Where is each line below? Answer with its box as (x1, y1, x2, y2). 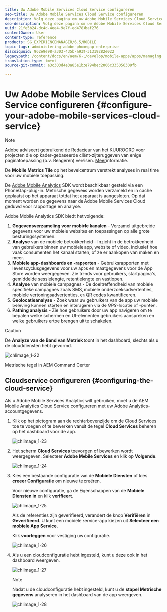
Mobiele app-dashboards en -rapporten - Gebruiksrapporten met (12, 260, 149, 266)
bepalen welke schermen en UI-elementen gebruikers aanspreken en (12, 313, 154, 319)
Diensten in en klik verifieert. (12, 493, 74, 499)
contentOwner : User (5, 30, 46, 35)
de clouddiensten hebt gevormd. (5, 343, 72, 349)
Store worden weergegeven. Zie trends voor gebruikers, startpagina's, (12, 271, 157, 277)
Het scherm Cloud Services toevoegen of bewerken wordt (12, 448, 133, 454)
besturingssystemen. (12, 233, 56, 240)
